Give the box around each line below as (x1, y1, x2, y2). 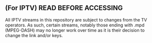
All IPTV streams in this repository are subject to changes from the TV (5, 17, 147, 22)
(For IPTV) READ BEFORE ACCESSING (5, 4, 123, 12)
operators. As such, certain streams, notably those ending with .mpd (5, 22, 145, 28)
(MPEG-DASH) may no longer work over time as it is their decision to (5, 27, 145, 33)
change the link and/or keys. (5, 32, 63, 38)
